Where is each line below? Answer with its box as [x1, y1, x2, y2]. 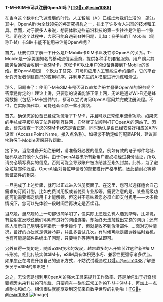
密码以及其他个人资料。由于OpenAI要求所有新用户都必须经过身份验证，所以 [5, 154, 156, 160]
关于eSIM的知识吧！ [9, 264, 49, 269]
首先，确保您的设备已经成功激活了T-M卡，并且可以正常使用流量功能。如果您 [5, 113, 158, 119]
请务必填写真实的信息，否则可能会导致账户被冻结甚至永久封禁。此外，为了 [5, 160, 154, 165]
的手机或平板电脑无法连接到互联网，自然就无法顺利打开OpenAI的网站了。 [5, 119, 152, 124]
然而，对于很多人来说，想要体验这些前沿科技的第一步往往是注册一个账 [13, 27, 154, 33]
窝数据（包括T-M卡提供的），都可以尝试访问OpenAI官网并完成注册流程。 [5, 97, 149, 102]
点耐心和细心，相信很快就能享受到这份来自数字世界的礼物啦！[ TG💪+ [5, 286, 142, 292]
